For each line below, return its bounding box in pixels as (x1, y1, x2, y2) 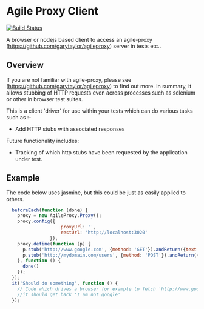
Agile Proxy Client (6, 4, 98, 18)
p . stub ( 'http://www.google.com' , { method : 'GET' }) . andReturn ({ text (22, 247, 197, 253)
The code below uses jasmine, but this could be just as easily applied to (6, 189, 186, 196)
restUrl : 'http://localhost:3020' (60, 230, 148, 236)
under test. (15, 155, 42, 162)
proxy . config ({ (17, 218, 56, 225)
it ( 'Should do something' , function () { (12, 280, 118, 286)
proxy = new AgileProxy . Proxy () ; (17, 213, 102, 219)
